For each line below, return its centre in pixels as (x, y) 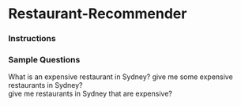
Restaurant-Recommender (98, 14)
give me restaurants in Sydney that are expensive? (90, 94)
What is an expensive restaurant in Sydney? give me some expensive (120, 77)
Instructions (32, 39)
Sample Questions (44, 60)
